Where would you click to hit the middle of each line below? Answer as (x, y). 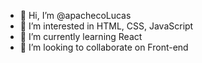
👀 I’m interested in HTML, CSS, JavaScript (106, 26)
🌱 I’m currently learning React (81, 36)
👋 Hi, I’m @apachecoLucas (75, 15)
